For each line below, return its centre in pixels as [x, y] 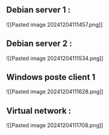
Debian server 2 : [39, 44]
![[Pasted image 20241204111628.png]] [55, 92]
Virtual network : [39, 110]
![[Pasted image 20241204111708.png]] [55, 125]
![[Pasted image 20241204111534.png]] [55, 58]
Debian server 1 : [38, 10]
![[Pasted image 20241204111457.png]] [54, 24]
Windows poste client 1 [51, 77]
